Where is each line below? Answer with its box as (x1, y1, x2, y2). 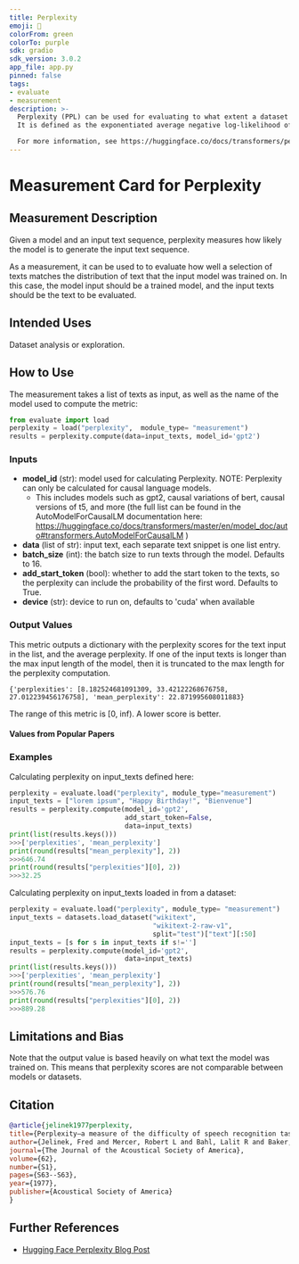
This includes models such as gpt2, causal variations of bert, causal (35, 492, 285, 503)
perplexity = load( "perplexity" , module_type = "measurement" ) (9, 424, 249, 433)
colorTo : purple (9, 37, 69, 47)
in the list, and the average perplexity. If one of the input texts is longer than (9, 649, 287, 659)
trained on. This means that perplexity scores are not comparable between (9, 1062, 283, 1073)
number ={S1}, (9, 1162, 58, 1171)
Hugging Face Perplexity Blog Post (21, 1243, 150, 1254)
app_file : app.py (9, 63, 74, 72)
